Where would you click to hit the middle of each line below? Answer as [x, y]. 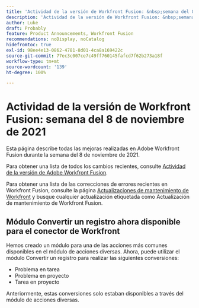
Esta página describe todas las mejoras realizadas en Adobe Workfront [93, 148]
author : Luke [22, 23]
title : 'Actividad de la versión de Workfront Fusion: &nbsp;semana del [98, 12]
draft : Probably [26, 28]
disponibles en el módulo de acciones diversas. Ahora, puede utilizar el [93, 252]
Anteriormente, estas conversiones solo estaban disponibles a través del [95, 293]
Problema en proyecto [42, 276]
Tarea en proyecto [37, 282]
